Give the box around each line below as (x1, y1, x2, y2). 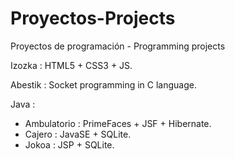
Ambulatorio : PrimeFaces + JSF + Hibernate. (24, 117, 212, 129)
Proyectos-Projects (10, 7, 176, 30)
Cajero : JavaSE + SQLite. (24, 128, 132, 140)
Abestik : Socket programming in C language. (10, 78, 197, 91)
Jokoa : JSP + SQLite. (24, 138, 115, 151)
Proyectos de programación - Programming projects (10, 40, 226, 52)
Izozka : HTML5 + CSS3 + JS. (10, 59, 133, 71)
